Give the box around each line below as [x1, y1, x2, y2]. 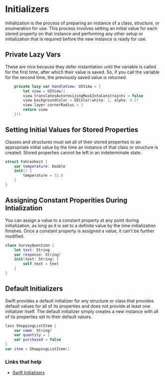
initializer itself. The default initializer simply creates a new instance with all [5, 308, 159, 314]
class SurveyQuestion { [5, 243, 55, 248]
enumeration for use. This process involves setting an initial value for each [5, 25, 158, 31]
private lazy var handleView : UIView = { [14, 84, 101, 89]
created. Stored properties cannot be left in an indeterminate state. [5, 149, 142, 155]
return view [23, 107, 48, 112]
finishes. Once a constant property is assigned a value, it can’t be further [5, 228, 155, 234]
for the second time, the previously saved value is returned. [5, 74, 127, 80]
